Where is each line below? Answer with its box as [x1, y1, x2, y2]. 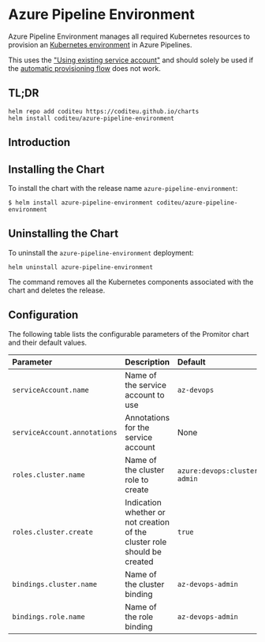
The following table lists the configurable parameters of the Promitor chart [8, 329, 249, 338]
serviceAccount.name [12, 385, 89, 394]
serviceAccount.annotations [12, 427, 118, 437]
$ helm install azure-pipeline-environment [8, 199, 154, 207]
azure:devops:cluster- [177, 466, 263, 475]
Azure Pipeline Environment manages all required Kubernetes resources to [8, 32, 251, 41]
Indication [125, 497, 162, 508]
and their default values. [8, 338, 88, 347]
